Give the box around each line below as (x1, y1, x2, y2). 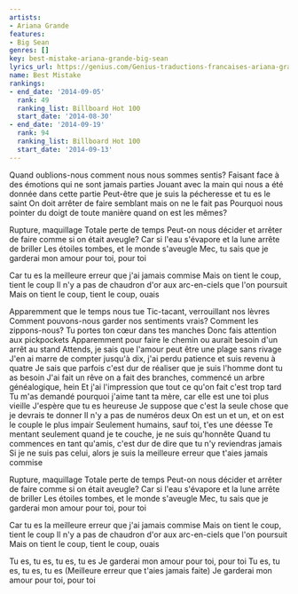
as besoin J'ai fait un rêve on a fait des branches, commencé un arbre (9, 372, 265, 383)
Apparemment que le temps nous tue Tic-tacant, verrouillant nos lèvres (9, 305, 271, 316)
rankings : (9, 79, 46, 88)
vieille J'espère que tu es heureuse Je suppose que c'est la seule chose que (9, 400, 289, 411)
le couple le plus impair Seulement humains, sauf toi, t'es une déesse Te (9, 419, 273, 430)
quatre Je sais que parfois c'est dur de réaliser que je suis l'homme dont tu (9, 362, 284, 373)
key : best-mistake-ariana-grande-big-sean (9, 54, 169, 63)
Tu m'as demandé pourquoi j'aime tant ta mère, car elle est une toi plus (9, 391, 269, 401)
